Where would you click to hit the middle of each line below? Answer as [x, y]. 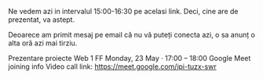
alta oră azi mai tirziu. [43, 43]
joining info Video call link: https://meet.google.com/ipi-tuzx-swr [113, 66]
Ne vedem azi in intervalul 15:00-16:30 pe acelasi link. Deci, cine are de [123, 11]
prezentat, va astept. [42, 20]
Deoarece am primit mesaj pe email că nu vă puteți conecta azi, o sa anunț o [131, 35]
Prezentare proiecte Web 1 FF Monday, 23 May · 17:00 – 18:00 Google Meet [130, 58]
